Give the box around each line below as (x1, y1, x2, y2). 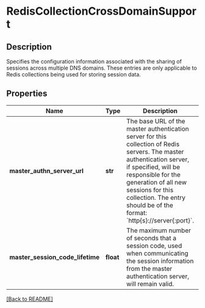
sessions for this (126, 185, 174, 194)
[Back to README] (6, 295, 53, 302)
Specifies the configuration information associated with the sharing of (6, 58, 182, 65)
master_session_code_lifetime (9, 252, 99, 261)
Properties (6, 89, 48, 99)
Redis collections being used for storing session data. (6, 71, 142, 78)
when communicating (126, 249, 189, 257)
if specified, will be (126, 163, 181, 171)
